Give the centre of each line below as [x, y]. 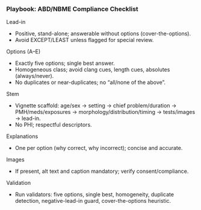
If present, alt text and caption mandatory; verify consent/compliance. [102, 171]
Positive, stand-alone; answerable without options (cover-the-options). [103, 34]
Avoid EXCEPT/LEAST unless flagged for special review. [84, 40]
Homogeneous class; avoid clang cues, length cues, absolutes [92, 70]
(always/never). [34, 76]
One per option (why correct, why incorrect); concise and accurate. [99, 148]
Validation [19, 183]
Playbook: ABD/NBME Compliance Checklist [72, 9]
